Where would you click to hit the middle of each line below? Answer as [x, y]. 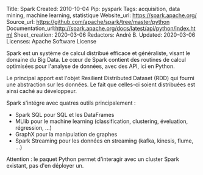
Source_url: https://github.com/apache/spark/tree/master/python [88, 22]
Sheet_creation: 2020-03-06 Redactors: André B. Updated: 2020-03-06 [105, 35]
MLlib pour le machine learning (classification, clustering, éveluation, [101, 121]
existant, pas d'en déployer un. [45, 166]
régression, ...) [33, 128]
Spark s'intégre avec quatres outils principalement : [71, 103]
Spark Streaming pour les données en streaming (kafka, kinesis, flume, [104, 141]
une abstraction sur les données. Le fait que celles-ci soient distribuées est [101, 84]
